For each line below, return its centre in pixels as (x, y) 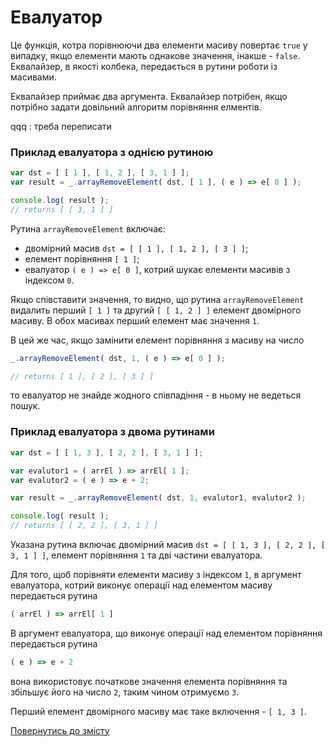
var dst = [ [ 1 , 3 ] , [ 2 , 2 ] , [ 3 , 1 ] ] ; (107, 452)
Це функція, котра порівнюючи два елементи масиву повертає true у (159, 45)
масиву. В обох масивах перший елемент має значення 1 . (135, 320)
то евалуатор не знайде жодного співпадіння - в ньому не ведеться (156, 395)
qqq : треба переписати (61, 126)
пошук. (25, 406)
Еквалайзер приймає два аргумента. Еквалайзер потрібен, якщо (149, 96)
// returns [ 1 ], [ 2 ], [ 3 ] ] (82, 376)
